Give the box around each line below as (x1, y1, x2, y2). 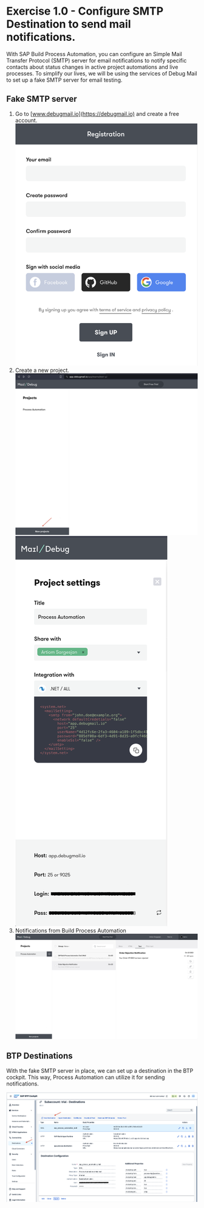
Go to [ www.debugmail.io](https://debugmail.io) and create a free (15, 110, 179, 117)
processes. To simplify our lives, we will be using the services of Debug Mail (6, 69, 197, 77)
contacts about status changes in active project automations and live (6, 63, 178, 71)
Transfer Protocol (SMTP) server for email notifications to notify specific (6, 57, 187, 64)
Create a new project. (15, 366, 70, 374)
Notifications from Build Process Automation (15, 926, 126, 934)
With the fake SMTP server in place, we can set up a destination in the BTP (6, 1067, 194, 1074)
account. (15, 116, 38, 124)
